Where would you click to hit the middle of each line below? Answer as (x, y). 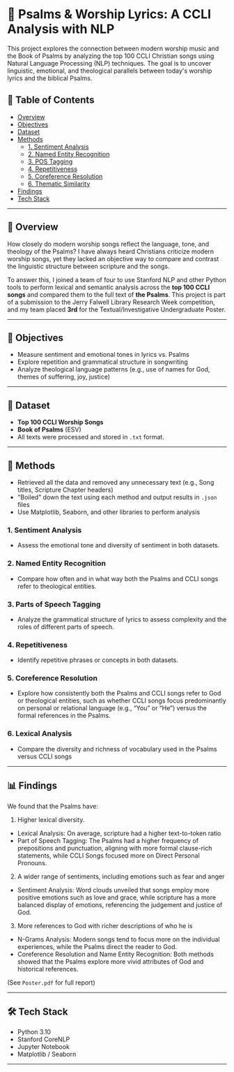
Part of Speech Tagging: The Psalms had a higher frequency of (108, 840)
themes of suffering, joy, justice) (63, 377)
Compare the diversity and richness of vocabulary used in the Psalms (117, 749)
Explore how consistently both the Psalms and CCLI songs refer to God (119, 693)
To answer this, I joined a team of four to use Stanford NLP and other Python (117, 279)
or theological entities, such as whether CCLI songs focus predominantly (122, 700)
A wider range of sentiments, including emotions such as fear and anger (121, 876)
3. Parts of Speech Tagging (54, 604)
